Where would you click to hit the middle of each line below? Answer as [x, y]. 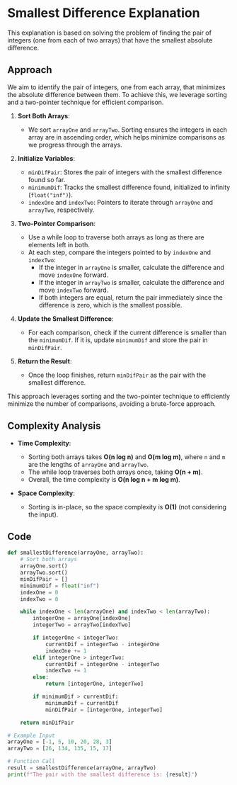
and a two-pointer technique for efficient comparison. [86, 102]
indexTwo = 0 [39, 599]
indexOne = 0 [39, 592]
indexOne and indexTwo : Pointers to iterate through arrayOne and [121, 202]
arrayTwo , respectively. [61, 210]
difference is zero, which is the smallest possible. [110, 305]
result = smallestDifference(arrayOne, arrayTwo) [82, 768]
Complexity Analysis [54, 426]
